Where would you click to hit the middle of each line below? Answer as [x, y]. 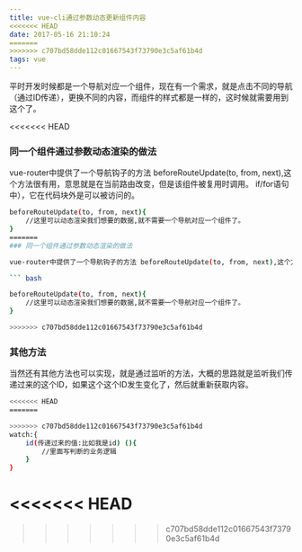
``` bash [26, 278]
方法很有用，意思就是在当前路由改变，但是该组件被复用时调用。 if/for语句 [153, 184]
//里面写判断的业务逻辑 [79, 451]
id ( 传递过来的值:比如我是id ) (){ [81, 443]
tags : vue [28, 59]
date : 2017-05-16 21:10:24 [60, 34]
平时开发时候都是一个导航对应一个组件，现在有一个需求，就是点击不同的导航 [151, 86]
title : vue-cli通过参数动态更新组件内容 [78, 18]
